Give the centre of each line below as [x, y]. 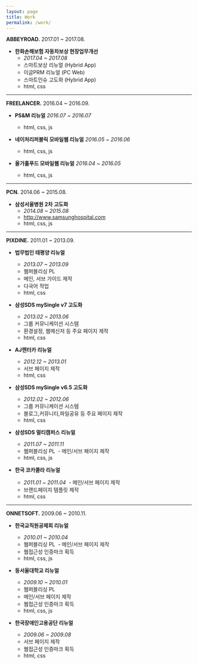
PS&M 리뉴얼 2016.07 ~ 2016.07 [53, 116]
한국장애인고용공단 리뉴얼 [44, 623]
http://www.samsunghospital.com [65, 217]
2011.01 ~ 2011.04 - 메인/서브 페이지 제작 [72, 483]
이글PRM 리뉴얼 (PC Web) [54, 73]
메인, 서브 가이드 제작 [48, 279]
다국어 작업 [36, 286]
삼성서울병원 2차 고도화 [42, 205]
